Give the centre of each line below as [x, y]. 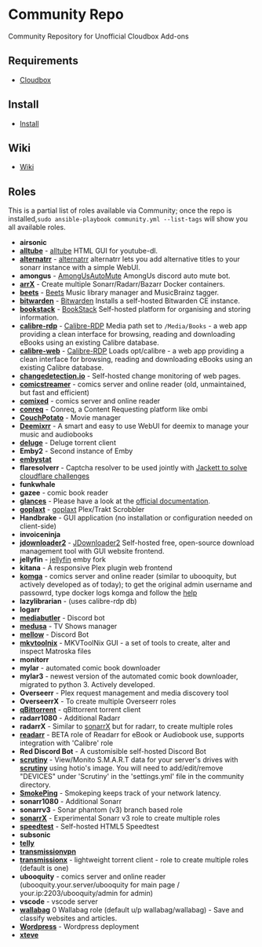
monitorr [34, 660]
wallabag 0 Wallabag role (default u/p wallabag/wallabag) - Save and [131, 910]
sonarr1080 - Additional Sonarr [71, 802]
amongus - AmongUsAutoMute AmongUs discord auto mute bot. [125, 276]
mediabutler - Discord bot [62, 618]
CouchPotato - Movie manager [70, 418]
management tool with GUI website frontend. [92, 551]
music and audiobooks [56, 434]
